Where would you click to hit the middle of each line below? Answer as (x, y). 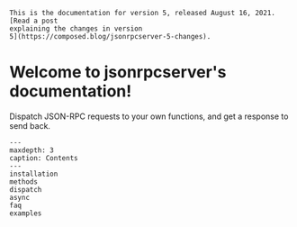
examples (26, 213)
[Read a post (34, 21)
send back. (30, 125)
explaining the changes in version (76, 29)
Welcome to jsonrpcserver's (118, 73)
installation (34, 174)
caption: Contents (44, 158)
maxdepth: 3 (31, 150)
